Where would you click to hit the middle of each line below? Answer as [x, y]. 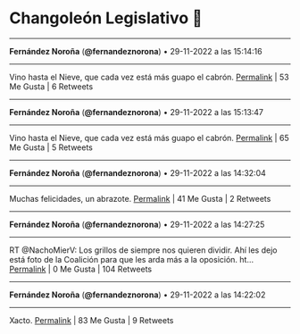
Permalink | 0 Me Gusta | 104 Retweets [81, 269]
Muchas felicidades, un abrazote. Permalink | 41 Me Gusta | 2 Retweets [140, 198]
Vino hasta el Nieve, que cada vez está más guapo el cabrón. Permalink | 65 [149, 138]
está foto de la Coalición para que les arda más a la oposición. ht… [132, 259]
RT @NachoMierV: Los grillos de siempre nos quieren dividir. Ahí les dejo [143, 250]
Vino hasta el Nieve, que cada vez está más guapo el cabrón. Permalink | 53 [149, 77]
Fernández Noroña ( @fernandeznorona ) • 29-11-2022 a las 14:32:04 [137, 172]
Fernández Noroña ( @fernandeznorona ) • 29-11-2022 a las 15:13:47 [137, 112]
